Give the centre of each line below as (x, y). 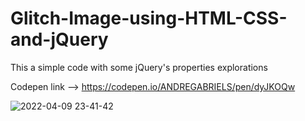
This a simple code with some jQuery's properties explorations (139, 67)
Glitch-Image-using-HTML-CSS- (149, 18)
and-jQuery (59, 39)
